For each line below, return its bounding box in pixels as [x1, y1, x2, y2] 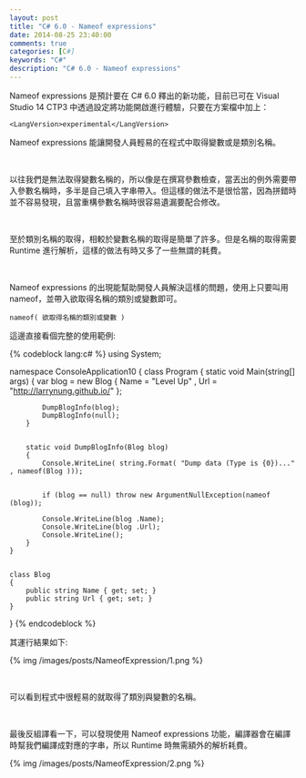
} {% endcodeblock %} [9, 618, 97, 629]
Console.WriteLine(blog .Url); [42, 522, 161, 531]
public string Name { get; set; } [25, 586, 157, 595]
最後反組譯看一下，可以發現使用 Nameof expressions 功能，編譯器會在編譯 [9, 728, 291, 739]
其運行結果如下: [9, 636, 68, 647]
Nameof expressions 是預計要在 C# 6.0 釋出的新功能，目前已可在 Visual [9, 90, 280, 101]
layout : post [9, 13, 59, 23]
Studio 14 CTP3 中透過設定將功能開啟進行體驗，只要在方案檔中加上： [9, 101, 270, 112]
